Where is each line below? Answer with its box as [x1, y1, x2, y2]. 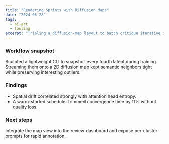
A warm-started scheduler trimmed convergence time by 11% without [12, 98, 157, 104]
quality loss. [12, 104, 38, 110]
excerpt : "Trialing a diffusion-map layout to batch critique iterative [5, 31, 161, 36]
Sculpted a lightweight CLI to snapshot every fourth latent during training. [5, 59, 157, 65]
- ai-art [10, 21, 28, 27]
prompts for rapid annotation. [5, 133, 66, 139]
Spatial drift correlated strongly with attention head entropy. [12, 93, 137, 99]
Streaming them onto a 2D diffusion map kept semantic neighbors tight [5, 64, 152, 70]
